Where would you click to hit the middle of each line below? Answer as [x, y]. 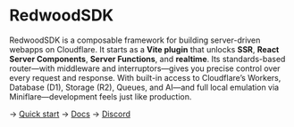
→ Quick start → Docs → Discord [70, 114]
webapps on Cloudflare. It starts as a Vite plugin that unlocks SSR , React [144, 49]
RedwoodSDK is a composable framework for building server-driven [135, 40]
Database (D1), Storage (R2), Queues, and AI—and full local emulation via [144, 87]
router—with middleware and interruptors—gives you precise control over [145, 68]
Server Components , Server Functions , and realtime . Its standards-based [147, 59]
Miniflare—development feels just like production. [101, 96]
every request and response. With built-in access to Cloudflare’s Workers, [145, 77]
